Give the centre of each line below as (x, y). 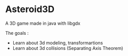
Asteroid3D (30, 9)
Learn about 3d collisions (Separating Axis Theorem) (68, 48)
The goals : (17, 33)
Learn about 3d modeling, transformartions (58, 43)
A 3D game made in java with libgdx (43, 23)
